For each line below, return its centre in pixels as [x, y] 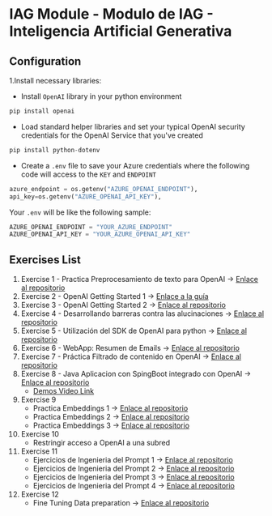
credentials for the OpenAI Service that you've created [112, 135]
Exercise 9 [38, 400]
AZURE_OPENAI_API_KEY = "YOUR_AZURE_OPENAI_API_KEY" [100, 235]
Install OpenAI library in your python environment [101, 96]
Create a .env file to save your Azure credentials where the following [135, 165]
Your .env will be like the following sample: [80, 212]
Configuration [45, 61]
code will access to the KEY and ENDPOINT [89, 174]
